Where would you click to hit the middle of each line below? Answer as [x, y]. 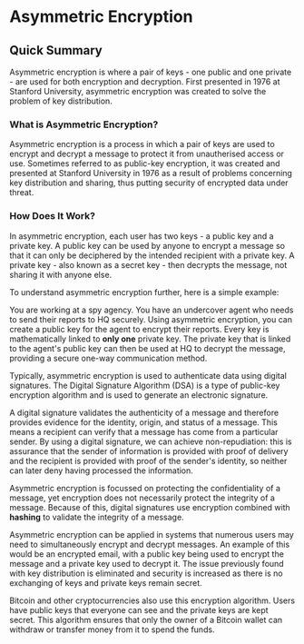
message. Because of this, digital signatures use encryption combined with [150, 507]
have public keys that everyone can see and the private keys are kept [139, 609]
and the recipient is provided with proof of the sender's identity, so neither [148, 461]
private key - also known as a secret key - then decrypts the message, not [148, 264]
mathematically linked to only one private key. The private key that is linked [150, 339]
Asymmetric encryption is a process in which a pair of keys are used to [142, 144]
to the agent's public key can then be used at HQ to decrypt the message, [147, 348]
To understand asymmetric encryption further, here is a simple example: [144, 292]
